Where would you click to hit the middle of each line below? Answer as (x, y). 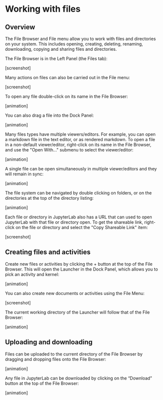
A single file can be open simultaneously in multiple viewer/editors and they (81, 169)
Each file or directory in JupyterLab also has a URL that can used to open (79, 217)
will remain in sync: (24, 174)
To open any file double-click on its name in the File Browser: (67, 96)
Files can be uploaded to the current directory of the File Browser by (74, 354)
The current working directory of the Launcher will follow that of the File (77, 312)
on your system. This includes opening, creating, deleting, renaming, (74, 44)
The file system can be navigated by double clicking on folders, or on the (79, 193)
